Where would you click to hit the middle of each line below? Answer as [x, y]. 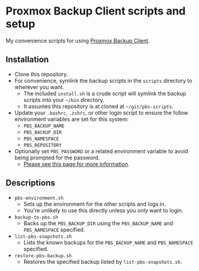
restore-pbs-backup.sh [43, 256]
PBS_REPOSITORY [42, 145]
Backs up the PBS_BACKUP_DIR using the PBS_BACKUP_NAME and [98, 223]
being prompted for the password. [57, 158]
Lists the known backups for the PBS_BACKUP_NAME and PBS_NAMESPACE [108, 242]
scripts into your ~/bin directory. [64, 100]
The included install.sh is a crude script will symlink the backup [105, 93]
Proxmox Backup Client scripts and [96, 11]
